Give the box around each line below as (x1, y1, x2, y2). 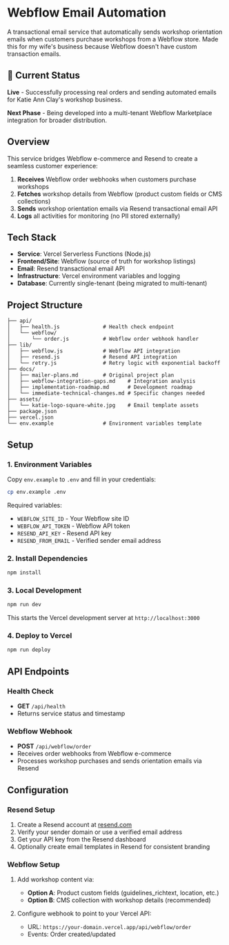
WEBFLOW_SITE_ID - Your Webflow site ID (17, 514, 130, 522)
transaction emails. (7, 50, 61, 58)
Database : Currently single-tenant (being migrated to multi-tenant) (17, 279, 208, 288)
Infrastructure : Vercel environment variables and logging (17, 272, 181, 280)
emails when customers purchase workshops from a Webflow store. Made (7, 34, 219, 43)
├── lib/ (7, 341, 32, 349)
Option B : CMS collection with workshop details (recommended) (27, 896, 212, 904)
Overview (7, 136, 50, 148)
